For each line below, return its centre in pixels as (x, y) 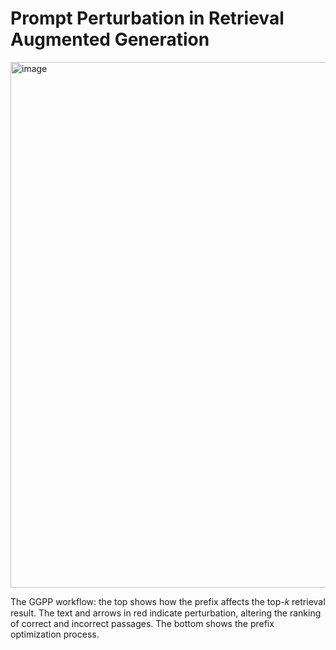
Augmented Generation (110, 39)
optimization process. (55, 634)
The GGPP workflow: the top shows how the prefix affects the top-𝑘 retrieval (168, 601)
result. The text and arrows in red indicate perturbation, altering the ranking (166, 613)
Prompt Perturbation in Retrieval (147, 18)
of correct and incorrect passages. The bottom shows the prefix (142, 623)
